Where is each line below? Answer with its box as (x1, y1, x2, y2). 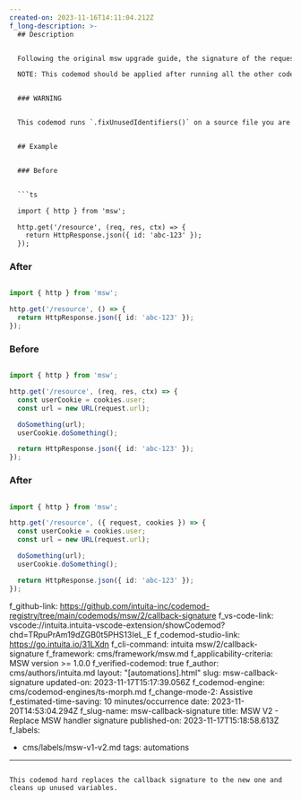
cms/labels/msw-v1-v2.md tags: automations (21, 742, 190, 752)
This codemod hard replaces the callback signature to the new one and (9, 775, 282, 785)
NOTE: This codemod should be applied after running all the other (17, 70, 275, 79)
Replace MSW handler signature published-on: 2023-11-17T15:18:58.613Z (9, 715, 279, 726)
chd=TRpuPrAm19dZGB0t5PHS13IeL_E (9, 629, 152, 639)
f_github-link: (9, 600, 58, 611)
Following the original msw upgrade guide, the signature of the (17, 54, 267, 63)
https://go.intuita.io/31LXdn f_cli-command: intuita (9, 639, 194, 649)
